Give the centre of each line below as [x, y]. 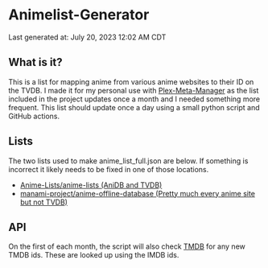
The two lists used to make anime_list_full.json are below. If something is [128, 161]
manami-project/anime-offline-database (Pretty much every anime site [138, 193]
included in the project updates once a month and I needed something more [134, 99]
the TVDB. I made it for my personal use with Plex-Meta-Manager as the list [134, 90]
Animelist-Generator [79, 15]
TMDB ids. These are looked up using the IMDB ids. [94, 255]
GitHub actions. [34, 116]
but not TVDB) [44, 202]
